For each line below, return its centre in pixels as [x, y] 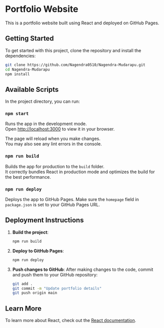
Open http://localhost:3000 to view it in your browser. [60, 129]
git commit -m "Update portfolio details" [57, 288]
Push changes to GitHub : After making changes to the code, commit [83, 269]
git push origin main [35, 293]
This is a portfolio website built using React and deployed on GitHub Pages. [82, 23]
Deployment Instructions [44, 220]
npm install [17, 74]
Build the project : [30, 232]
